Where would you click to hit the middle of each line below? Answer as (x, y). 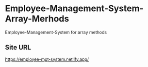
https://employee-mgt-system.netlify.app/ (47, 59)
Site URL (18, 47)
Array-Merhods (37, 19)
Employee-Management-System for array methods (56, 32)
